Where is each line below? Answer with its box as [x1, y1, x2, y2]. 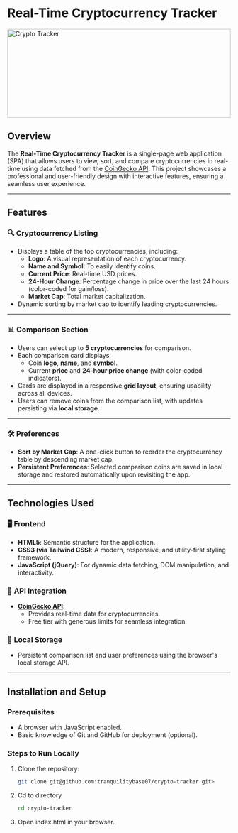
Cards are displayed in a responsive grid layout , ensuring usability [17, 381, 212, 390]
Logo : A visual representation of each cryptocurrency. [28, 254, 186, 263]
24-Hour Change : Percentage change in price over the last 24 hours [28, 277, 229, 285]
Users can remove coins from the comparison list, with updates [17, 396, 203, 405]
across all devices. [17, 388, 72, 397]
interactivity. [17, 568, 55, 577]
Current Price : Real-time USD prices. [28, 270, 137, 278]
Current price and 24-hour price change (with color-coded [28, 366, 203, 374]
